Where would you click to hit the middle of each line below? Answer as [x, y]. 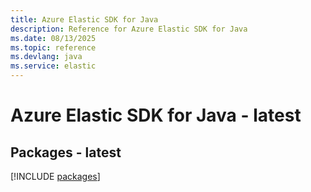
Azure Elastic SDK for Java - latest [156, 115]
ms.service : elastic [53, 66]
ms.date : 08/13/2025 [53, 38]
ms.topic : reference [53, 47]
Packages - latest [66, 152]
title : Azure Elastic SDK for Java [84, 19]
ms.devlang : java [46, 57]
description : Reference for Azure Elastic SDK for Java [129, 29]
